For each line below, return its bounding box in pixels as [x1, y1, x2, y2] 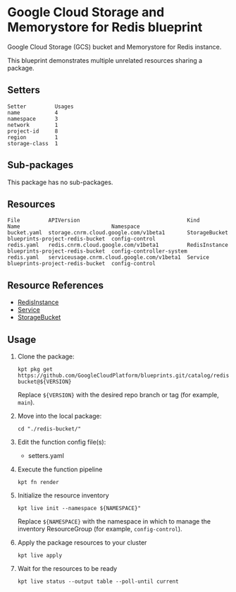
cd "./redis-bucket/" [17, 425, 81, 433]
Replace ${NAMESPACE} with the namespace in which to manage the [17, 517, 211, 526]
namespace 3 [7, 115, 58, 122]
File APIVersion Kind [7, 217, 200, 224]
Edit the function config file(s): [17, 438, 106, 446]
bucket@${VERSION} [17, 378, 72, 385]
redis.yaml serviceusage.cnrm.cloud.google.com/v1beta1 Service [7, 254, 210, 261]
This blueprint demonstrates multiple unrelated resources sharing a [7, 56, 203, 64]
